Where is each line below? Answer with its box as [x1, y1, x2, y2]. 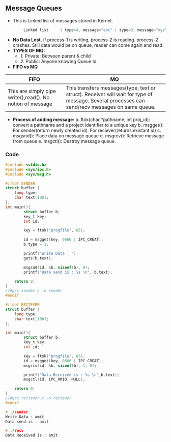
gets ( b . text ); [23, 255, 53, 261]
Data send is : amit [5, 419, 49, 424]
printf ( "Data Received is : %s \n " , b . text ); [23, 372, 120, 377]
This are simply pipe [8, 87, 56, 95]
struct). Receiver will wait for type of [66, 91, 153, 98]
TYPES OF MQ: [12, 47, 45, 53]
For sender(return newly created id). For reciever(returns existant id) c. [12, 127, 161, 133]
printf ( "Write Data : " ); [23, 251, 79, 256]
